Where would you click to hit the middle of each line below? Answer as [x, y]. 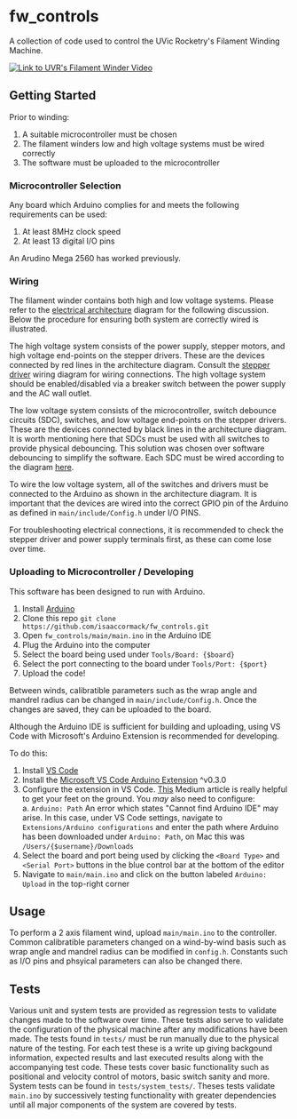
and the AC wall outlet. [51, 394]
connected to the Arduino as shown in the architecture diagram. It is [133, 494]
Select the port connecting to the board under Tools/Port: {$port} [145, 663]
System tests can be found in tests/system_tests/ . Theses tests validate [142, 1086]
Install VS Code [50, 770]
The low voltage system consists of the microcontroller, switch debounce [143, 411]
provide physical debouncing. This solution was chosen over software [137, 448]
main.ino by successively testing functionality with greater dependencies [143, 1096]
